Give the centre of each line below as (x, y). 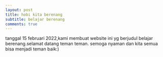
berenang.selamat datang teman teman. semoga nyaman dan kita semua (81, 44)
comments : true (21, 24)
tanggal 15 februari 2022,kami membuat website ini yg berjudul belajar (79, 38)
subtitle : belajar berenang (35, 19)
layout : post (19, 10)
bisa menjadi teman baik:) (32, 49)
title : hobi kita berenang (34, 15)
